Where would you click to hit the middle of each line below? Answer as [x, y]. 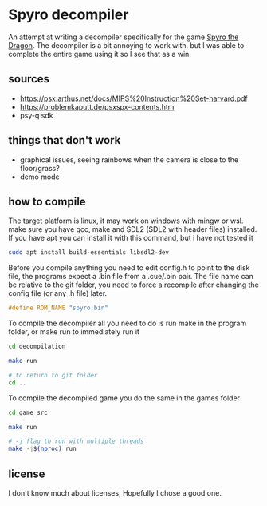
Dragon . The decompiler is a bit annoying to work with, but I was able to [126, 45]
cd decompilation [37, 347]
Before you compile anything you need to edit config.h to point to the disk [129, 268]
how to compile [47, 201]
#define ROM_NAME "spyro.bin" [59, 308]
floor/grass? [39, 168]
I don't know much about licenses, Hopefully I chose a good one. [115, 492]
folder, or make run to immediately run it [74, 332]
